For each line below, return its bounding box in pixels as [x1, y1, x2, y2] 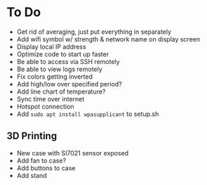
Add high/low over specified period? [16, 79, 122, 88]
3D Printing [6, 130, 58, 142]
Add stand [16, 171, 47, 179]
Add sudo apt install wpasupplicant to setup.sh [16, 110, 159, 118]
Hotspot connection [16, 102, 74, 110]
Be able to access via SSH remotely [16, 57, 120, 65]
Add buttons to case [16, 163, 76, 172]
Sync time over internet [16, 94, 85, 103]
